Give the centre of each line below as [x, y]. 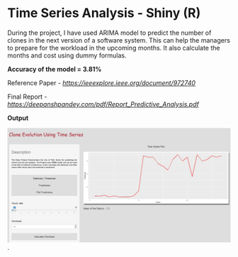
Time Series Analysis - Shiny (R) [104, 13]
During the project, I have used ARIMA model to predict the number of [109, 33]
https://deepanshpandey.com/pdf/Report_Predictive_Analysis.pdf [103, 104]
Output [18, 118]
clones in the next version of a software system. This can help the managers [119, 40]
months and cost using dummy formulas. [67, 55]
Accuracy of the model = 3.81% [55, 69]
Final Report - [27, 97]
